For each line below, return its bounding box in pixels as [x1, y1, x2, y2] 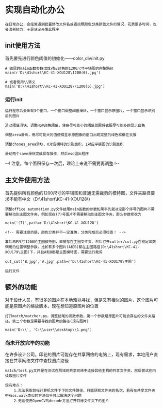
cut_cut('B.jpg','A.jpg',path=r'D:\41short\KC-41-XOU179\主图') [5, 259, 136, 264]
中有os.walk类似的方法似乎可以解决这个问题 [5, 393, 82, 398]
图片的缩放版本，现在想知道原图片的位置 [17, 303, 98, 309]
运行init [5, 96, 23, 103]
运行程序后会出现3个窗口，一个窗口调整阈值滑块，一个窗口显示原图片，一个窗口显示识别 [5, 108, 155, 114]
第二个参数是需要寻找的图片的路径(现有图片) [12, 319, 89, 324]
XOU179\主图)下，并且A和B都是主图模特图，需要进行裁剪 [5, 250, 103, 254]
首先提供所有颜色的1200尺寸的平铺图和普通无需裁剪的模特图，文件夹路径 [5, 190, 151, 195]
